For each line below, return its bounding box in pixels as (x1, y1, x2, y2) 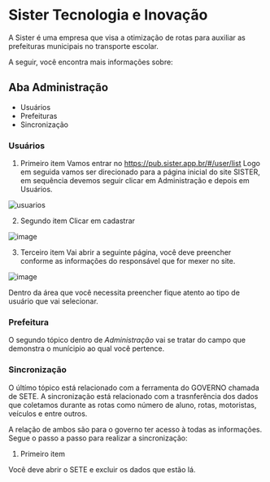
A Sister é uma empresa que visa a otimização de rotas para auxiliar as (8, 33, 246, 42)
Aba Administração (8, 81, 108, 94)
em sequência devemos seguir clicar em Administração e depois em (20, 176, 250, 186)
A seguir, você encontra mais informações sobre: (8, 57, 173, 67)
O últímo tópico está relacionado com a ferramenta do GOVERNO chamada (8, 383, 260, 392)
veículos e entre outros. (8, 409, 88, 418)
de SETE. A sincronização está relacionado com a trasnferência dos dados (8, 391, 259, 401)
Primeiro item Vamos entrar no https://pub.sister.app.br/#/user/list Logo (20, 159, 260, 169)
